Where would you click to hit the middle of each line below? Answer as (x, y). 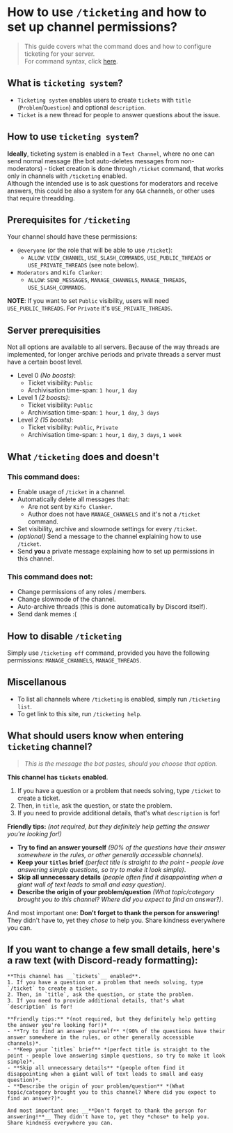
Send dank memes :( (47, 614)
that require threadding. (41, 198)
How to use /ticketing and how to (107, 12)
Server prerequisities (54, 330)
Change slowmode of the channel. (66, 599)
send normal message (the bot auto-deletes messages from (93, 161)
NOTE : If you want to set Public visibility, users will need (88, 301)
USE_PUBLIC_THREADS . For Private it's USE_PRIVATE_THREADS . (90, 309)
